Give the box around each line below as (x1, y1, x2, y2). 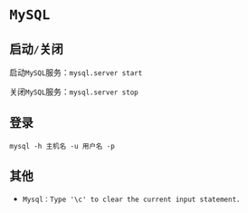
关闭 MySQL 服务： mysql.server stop (9, 86, 138, 97)
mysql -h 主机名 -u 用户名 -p (9, 141, 115, 150)
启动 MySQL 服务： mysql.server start (9, 67, 143, 78)
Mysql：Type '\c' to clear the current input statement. (22, 195, 241, 204)
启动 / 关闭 (9, 41, 63, 56)
